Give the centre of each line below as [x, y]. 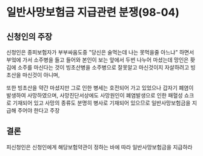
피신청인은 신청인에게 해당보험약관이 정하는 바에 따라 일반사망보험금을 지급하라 [99, 147]
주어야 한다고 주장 [38, 110]
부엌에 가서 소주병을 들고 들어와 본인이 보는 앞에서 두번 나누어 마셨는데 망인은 [98, 60]
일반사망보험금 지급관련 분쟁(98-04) [93, 12]
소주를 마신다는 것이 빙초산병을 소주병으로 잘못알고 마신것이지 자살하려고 [103, 67]
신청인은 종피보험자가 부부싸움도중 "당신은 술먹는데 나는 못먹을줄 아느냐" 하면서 [100, 52]
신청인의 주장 [29, 37]
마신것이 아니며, [41, 75]
